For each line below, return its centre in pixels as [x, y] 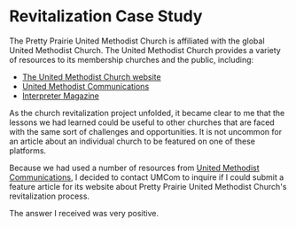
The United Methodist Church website [91, 76]
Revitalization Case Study [106, 16]
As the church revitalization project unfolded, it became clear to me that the [147, 113]
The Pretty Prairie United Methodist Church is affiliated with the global [137, 41]
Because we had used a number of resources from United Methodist [134, 168]
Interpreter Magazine [61, 96]
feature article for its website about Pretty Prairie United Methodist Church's [148, 186]
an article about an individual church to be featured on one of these [132, 141]
